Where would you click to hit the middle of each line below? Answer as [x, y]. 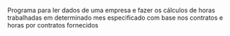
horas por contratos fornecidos [53, 25]
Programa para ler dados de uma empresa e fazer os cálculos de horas [111, 10]
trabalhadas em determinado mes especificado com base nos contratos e [115, 18]
